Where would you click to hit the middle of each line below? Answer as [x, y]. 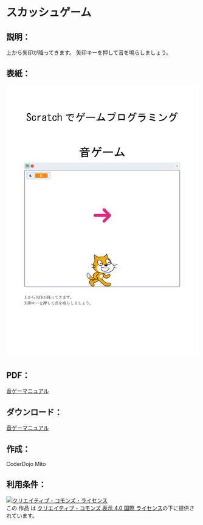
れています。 [22, 515]
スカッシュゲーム [49, 12]
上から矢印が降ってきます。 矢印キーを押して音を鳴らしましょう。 [89, 53]
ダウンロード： [34, 412]
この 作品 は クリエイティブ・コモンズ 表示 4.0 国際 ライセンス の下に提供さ [100, 508]
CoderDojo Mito [26, 464]
